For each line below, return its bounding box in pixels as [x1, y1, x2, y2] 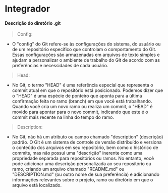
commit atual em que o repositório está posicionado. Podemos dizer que [12, 87, 163, 93]
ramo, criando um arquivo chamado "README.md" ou [12, 166, 125, 172]
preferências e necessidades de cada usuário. [12, 63, 108, 69]
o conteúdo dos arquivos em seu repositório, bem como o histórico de [12, 144, 158, 151]
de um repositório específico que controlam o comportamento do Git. [12, 46, 157, 53]
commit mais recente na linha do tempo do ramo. [12, 114, 115, 120]
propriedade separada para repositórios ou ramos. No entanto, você [12, 155, 154, 162]
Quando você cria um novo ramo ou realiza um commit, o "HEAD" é [12, 104, 153, 110]
